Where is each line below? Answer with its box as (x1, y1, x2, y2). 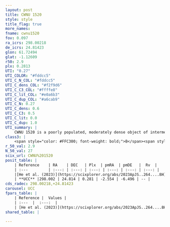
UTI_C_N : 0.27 (5, 102, 35, 107)
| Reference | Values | (14, 195, 67, 200)
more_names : (5, 26, 30, 31)
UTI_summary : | (5, 125, 37, 130)
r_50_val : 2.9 (5, 144, 35, 149)
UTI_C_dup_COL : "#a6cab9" (5, 97, 60, 102)
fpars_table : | (5, 191, 37, 196)
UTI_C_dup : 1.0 (5, 120, 37, 125)
